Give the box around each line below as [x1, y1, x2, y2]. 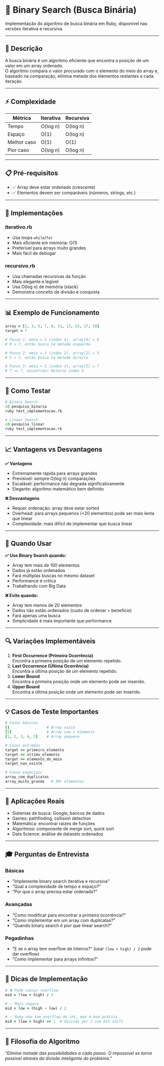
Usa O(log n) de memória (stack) [12, 284, 78, 290]
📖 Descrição [5, 44, 43, 53]
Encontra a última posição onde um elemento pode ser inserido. [12, 689, 141, 695]
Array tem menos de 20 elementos [12, 602, 82, 608]
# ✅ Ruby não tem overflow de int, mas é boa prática [5, 1015, 118, 1020]
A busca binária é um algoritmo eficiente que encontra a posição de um [5, 57, 149, 63]
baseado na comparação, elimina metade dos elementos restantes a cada [5, 73, 154, 79]
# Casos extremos [5, 743, 41, 748]
